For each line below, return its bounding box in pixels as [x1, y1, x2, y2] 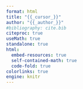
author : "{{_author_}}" [6, 19, 64, 25]
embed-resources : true [11, 52, 67, 58]
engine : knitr [6, 74, 41, 80]
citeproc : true [6, 30, 43, 36]
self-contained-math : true [11, 57, 77, 63]
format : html [6, 8, 38, 15]
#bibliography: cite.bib [6, 25, 67, 31]
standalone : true [6, 42, 49, 47]
